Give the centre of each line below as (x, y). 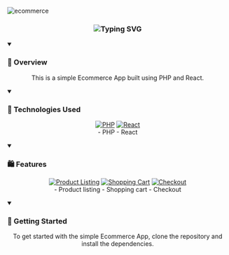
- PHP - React (118, 132)
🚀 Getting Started (37, 221)
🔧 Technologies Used (44, 109)
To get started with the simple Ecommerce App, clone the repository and (118, 236)
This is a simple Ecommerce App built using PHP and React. (118, 78)
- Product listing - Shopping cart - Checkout (118, 190)
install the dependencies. (118, 244)
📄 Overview (27, 62)
